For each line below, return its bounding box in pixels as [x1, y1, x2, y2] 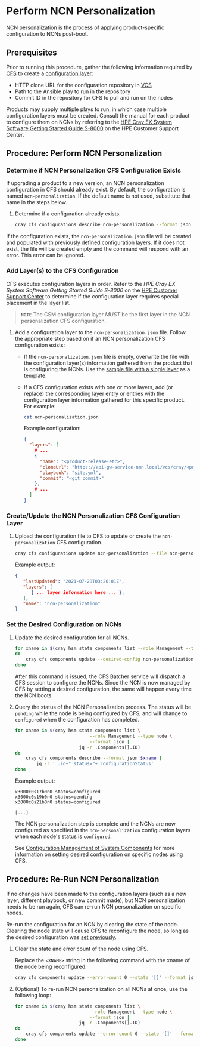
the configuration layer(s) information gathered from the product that [23, 359, 193, 367]
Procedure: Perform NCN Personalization [6, 148, 162, 159]
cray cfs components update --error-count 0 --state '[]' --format [14, 974, 186, 980]
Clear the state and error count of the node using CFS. [14, 945, 149, 952]
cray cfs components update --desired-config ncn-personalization [26, 657, 194, 663]
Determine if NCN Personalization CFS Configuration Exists [6, 166, 182, 174]
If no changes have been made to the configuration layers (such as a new [6, 890, 187, 897]
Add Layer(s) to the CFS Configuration [6, 267, 119, 275]
